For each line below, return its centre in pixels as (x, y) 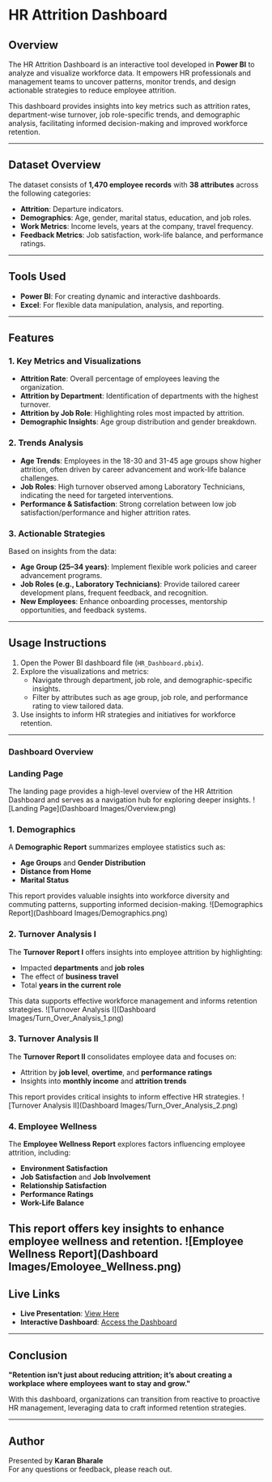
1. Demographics (42, 829)
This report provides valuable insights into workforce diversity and (119, 896)
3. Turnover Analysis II (53, 1039)
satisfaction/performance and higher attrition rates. (106, 512)
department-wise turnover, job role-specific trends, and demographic (124, 114)
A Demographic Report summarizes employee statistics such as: (117, 847)
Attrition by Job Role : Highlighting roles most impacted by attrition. (132, 413)
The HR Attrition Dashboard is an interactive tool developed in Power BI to (132, 64)
